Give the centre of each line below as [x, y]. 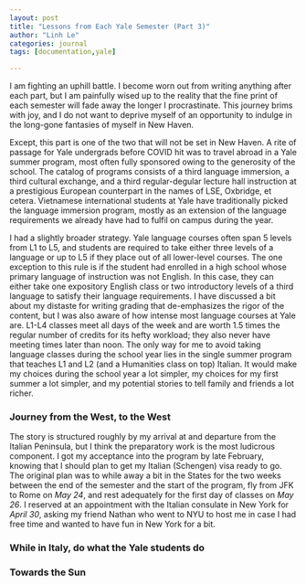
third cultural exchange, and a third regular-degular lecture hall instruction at [153, 181]
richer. [21, 393]
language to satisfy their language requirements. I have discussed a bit [142, 296]
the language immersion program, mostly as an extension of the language [148, 210]
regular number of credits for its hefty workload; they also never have [140, 335]
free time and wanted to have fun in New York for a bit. [113, 524]
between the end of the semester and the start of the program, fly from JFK [152, 485]
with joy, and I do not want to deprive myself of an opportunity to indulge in [151, 115]
